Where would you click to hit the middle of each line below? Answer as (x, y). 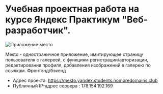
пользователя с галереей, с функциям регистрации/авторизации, (77, 59)
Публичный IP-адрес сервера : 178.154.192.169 (63, 86)
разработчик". (38, 30)
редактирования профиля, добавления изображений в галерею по (78, 65)
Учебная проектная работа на (72, 9)
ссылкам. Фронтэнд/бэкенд (36, 70)
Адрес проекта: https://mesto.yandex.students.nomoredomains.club (85, 80)
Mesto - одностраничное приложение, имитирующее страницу (74, 54)
